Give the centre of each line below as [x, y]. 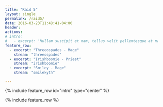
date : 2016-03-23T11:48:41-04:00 [39, 23]
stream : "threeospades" [38, 54]
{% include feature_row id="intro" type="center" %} [57, 91]
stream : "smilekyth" [34, 73]
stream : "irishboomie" [37, 63]
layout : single [20, 14]
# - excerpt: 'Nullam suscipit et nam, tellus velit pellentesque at [79, 41]
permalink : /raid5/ [25, 18]
